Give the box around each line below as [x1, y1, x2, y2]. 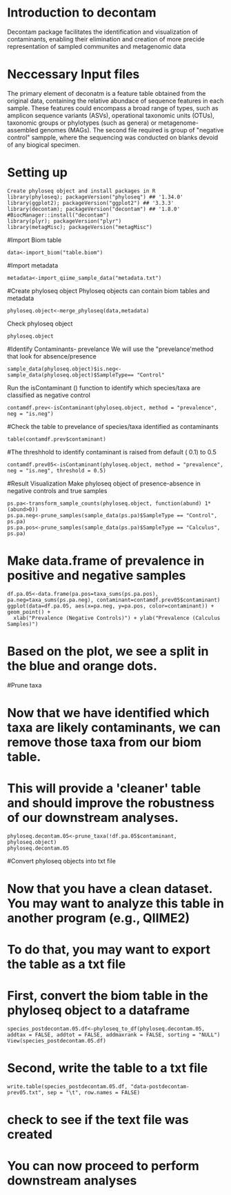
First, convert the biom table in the [7, 988, 208, 1004]
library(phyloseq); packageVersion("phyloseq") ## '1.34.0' [7, 193, 184, 201]
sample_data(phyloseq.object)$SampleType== [7, 371, 134, 379]
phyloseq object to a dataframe [7, 1003, 190, 1018]
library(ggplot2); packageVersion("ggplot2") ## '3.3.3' [7, 199, 174, 206]
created [7, 1127, 53, 1143]
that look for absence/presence [7, 352, 97, 360]
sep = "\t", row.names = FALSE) [47, 1089, 140, 1096]
